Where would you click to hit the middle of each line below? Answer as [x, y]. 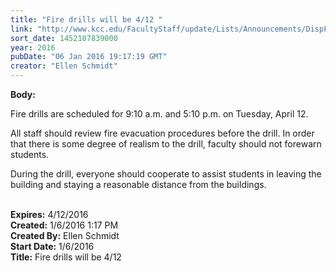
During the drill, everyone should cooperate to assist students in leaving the [166, 174]
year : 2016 [33, 47]
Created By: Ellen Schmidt [65, 235]
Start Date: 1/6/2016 [52, 246]
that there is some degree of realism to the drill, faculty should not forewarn [166, 144]
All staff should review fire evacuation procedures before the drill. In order [162, 133]
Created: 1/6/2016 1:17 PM [64, 225]
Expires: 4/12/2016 [49, 214]
